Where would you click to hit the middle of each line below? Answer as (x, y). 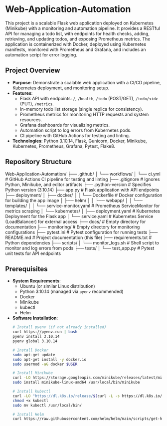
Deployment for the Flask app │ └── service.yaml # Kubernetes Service (79, 216)
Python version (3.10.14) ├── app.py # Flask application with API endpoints (82, 190)
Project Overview (33, 71)
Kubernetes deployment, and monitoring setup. (61, 88)
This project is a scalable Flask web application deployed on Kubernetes (79, 23)
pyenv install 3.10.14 (36, 337)
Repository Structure (39, 162)
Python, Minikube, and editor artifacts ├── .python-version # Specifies (78, 184)
